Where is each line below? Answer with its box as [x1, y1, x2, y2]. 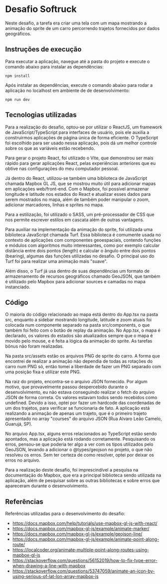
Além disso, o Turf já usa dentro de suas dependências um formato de [5, 268, 150, 274]
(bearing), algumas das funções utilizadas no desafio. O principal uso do [5, 253, 155, 259]
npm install [5, 73, 30, 78]
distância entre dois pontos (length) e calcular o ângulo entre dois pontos [5, 247, 156, 253]
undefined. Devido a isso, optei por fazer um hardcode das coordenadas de [5, 400, 161, 406]
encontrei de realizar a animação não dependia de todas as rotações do [5, 358, 153, 364]
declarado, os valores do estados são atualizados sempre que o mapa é [5, 333, 153, 339]
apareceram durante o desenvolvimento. [5, 483, 89, 489]
